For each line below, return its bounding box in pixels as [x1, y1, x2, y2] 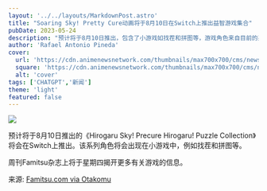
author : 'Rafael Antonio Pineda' [8, 41, 119, 49]
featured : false [8, 93, 62, 101]
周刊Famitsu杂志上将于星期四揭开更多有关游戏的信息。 [8, 158, 188, 167]
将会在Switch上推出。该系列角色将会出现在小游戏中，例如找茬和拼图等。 [8, 141, 246, 150]
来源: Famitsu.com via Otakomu [8, 174, 111, 184]
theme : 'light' [8, 85, 59, 94]
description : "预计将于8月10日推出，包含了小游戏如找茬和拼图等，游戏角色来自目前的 [8, 33, 258, 42]
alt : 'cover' [15, 71, 59, 79]
